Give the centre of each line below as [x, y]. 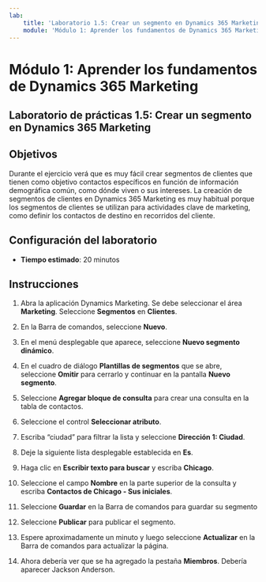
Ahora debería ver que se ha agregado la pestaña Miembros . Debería [133, 561]
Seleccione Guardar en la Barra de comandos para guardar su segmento [139, 507]
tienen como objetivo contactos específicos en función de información [124, 182]
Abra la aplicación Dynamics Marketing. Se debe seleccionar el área [131, 303]
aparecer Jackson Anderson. [67, 569]
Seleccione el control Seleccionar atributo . [91, 422]
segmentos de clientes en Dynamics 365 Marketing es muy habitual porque [132, 198]
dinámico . [37, 351]
